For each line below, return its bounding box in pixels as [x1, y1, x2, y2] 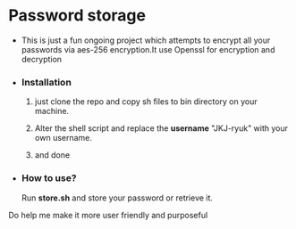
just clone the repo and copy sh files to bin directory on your [34, 96, 258, 107]
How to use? [21, 172, 77, 184]
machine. [34, 106, 69, 117]
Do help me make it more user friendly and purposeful [8, 209, 208, 220]
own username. [34, 133, 93, 143]
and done [34, 150, 71, 160]
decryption [21, 53, 63, 64]
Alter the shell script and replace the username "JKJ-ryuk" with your [34, 123, 288, 134]
